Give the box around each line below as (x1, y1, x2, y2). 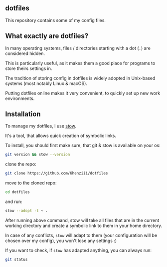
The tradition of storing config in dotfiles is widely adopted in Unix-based (5, 75, 156, 81)
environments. (5, 95, 35, 101)
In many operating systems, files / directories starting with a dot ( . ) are (5, 45, 151, 51)
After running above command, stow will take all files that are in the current (5, 217, 160, 223)
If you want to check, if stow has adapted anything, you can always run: (5, 247, 152, 253)
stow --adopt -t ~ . (5, 208, 48, 213)
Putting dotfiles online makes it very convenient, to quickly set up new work (5, 90, 161, 96)
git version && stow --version (5, 152, 70, 157)
